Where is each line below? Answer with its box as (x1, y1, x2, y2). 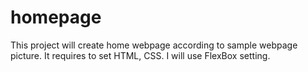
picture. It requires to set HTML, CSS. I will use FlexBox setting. (10, 49, 271, 61)
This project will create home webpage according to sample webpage (10, 39, 298, 51)
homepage (10, 6, 102, 29)
